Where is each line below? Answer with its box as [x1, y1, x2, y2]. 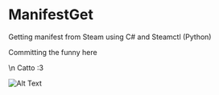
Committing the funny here [8, 47, 98, 57]
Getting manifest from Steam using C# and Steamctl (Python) [8, 32, 212, 42]
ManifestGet [8, 6, 94, 24]
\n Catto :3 [8, 62, 44, 73]
